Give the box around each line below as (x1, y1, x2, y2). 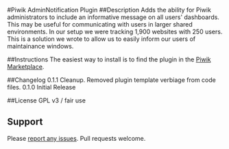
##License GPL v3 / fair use (7, 96, 86, 105)
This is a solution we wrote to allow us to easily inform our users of (7, 35, 196, 43)
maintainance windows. (7, 42, 74, 50)
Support (7, 116, 43, 128)
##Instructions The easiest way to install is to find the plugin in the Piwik (7, 55, 211, 64)
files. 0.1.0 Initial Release (7, 83, 76, 91)
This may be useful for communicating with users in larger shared (7, 21, 193, 28)
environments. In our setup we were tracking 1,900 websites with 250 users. (7, 27, 223, 36)
